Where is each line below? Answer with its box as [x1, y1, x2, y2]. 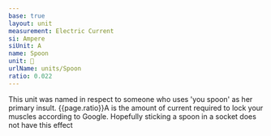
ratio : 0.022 [8, 72, 53, 80]
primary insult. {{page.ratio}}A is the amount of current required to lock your [8, 103, 264, 113]
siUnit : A [8, 42, 42, 50]
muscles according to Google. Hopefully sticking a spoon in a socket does [8, 111, 257, 121]
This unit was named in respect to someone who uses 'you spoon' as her [8, 94, 253, 104]
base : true [8, 11, 45, 20]
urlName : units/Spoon [8, 65, 82, 73]
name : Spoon [8, 49, 49, 57]
